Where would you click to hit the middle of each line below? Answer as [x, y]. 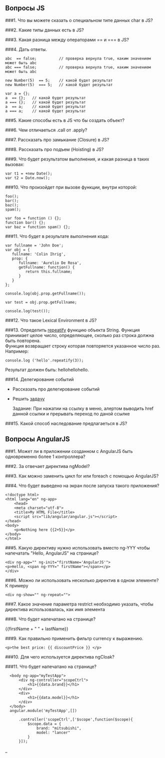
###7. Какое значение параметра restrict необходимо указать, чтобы [79, 604]
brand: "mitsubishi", [59, 728]
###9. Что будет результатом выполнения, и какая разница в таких [77, 159]
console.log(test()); [28, 311]
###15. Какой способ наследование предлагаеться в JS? [66, 423]
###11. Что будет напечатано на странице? [51, 666]
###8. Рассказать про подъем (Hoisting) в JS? [54, 149]
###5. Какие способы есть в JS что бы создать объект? [65, 120]
